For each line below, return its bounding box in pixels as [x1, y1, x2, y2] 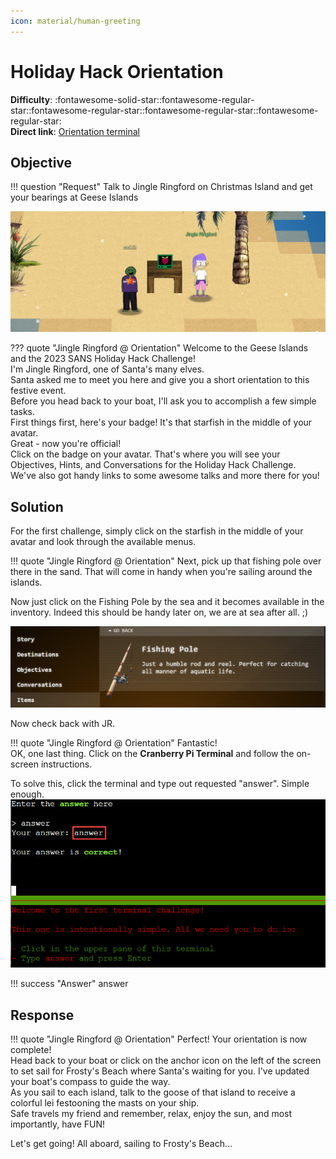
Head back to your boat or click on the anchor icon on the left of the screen [10, 1054, 322, 1066]
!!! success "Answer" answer [10, 978, 129, 990]
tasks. [10, 406, 36, 418]
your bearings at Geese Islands [10, 191, 139, 204]
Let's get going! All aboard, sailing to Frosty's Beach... [10, 1137, 233, 1149]
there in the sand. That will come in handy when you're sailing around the [10, 566, 313, 578]
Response [10, 1006, 75, 1024]
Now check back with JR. [10, 718, 116, 730]
